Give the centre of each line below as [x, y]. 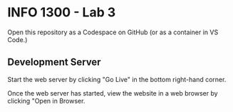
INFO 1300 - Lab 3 [62, 12]
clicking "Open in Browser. [46, 101]
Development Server [54, 62]
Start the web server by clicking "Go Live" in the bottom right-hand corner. [117, 79]
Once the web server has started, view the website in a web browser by [113, 93]
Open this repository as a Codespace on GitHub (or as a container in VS [113, 32]
